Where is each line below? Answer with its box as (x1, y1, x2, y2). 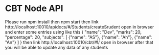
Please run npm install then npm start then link (5, 19, 99, 25)
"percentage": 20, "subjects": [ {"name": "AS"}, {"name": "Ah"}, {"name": (5, 34, 153, 40)
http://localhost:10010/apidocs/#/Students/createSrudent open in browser (5, 24, 154, 29)
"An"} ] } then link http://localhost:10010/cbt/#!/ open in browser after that (5, 39, 154, 45)
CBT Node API (5, 3, 64, 14)
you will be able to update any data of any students (5, 44, 108, 50)
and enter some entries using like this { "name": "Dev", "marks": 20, (5, 29, 142, 35)
